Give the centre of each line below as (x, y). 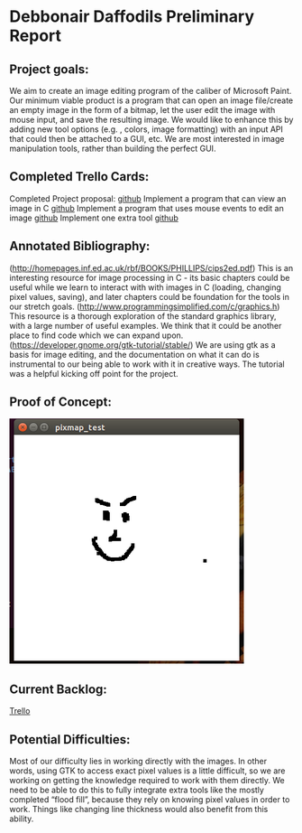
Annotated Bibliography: (80, 246)
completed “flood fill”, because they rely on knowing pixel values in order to (150, 800)
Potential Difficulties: (70, 739)
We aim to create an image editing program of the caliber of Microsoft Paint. (151, 91)
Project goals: (49, 69)
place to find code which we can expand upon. (96, 335)
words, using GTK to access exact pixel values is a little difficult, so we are (147, 771)
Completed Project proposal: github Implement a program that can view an (148, 198)
